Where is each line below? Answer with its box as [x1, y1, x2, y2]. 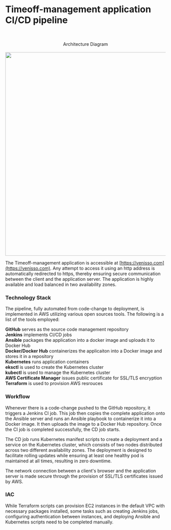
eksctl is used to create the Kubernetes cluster [5, 364, 104, 370]
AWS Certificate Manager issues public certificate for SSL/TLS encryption [5, 375, 162, 381]
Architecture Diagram [63, 41, 108, 47]
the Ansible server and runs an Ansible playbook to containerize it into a [5, 416, 156, 422]
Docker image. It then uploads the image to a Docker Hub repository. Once [5, 421, 162, 427]
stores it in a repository [5, 354, 54, 360]
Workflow [5, 393, 31, 400]
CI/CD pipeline [5, 14, 68, 26]
